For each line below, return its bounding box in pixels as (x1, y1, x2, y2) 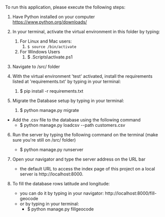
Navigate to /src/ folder (12, 64, 61, 69)
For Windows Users (19, 49, 61, 54)
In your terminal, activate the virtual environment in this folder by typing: (12, 29, 161, 34)
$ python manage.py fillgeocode (27, 206, 94, 212)
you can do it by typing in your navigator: (19, 190, 104, 196)
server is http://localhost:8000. (19, 171, 83, 177)
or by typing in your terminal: (19, 201, 80, 207)
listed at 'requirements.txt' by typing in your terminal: (12, 79, 121, 84)
